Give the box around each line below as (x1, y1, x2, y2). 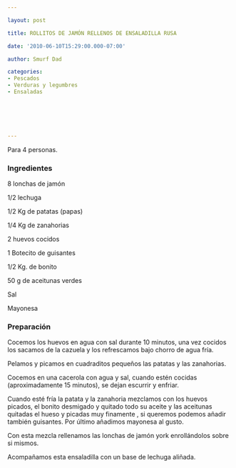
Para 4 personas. (7, 145, 58, 154)
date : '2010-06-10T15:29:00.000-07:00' (7, 42, 126, 50)
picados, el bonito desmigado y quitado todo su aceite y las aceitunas (7, 402, 212, 411)
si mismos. (7, 439, 39, 447)
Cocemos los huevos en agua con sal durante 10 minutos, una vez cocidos (7, 338, 227, 347)
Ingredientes (7, 163, 53, 173)
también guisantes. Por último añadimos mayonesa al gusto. (7, 417, 184, 426)
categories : (7, 69, 43, 76)
